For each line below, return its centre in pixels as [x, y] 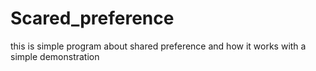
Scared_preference [92, 18]
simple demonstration [55, 56]
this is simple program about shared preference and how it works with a [158, 46]
